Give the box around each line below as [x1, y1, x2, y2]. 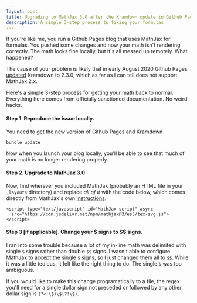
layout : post [6, 8, 38, 15]
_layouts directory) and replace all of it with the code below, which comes [6, 188, 186, 195]
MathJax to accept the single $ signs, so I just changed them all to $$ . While [6, 254, 189, 261]
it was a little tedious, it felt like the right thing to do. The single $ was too [6, 260, 182, 267]
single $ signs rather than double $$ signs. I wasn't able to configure [6, 247, 171, 254]
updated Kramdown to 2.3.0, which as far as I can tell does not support [6, 71, 178, 79]
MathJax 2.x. [6, 78, 38, 85]
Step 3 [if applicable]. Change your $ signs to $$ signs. [6, 229, 143, 236]
